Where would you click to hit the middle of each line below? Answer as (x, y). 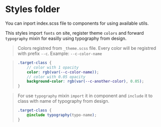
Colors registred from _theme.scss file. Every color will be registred (87, 48)
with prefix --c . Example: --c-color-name (60, 53)
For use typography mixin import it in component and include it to (85, 96)
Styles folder (33, 9)
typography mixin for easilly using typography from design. (66, 38)
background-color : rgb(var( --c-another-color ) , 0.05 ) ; (86, 82)
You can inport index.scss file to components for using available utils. (77, 23)
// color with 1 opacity (53, 67)
